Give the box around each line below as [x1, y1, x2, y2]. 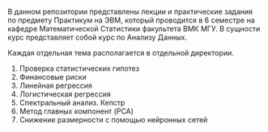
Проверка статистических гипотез [19, 64, 139, 73]
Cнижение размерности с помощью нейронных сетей [19, 115, 208, 124]
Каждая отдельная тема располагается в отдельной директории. [7, 48, 234, 57]
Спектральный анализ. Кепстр [19, 98, 125, 107]
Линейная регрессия [19, 80, 92, 90]
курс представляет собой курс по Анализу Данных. [7, 32, 188, 42]
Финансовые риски [19, 72, 87, 81]
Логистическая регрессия [19, 89, 111, 99]
